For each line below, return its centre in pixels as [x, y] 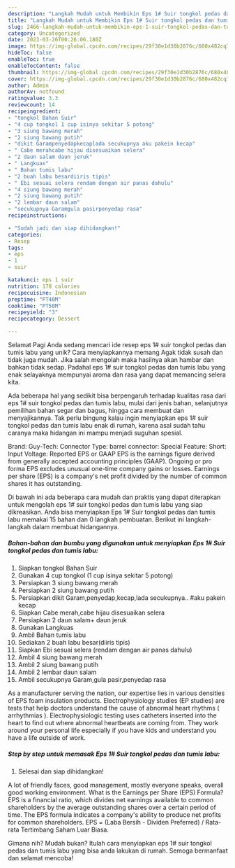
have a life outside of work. [47, 737]
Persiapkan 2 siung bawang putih [66, 590]
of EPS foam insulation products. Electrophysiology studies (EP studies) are [116, 700]
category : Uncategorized [44, 33]
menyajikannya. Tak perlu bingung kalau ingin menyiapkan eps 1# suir [108, 418]
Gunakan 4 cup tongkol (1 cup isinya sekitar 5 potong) [96, 575]
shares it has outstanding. [45, 483]
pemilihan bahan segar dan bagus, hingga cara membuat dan [96, 411]
